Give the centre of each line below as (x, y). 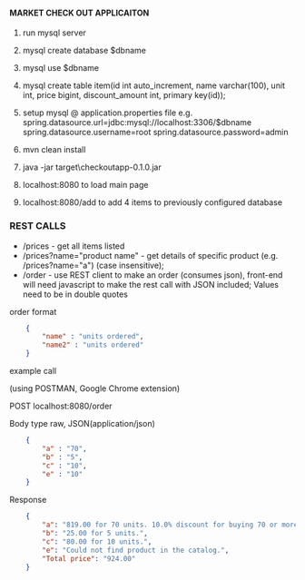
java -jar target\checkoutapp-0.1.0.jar (92, 167)
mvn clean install (54, 150)
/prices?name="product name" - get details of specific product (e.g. (150, 255)
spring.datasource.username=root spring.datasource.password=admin (155, 133)
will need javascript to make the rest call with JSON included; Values (151, 284)
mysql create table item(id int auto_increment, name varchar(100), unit (154, 85)
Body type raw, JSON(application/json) (83, 423)
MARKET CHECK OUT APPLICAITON (79, 13)
